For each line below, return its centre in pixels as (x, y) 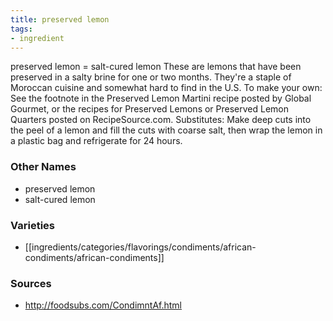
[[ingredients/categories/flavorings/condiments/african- (140, 247)
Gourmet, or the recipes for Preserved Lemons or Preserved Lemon (150, 109)
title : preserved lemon (60, 19)
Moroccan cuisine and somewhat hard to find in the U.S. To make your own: (166, 88)
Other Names (43, 167)
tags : (21, 29)
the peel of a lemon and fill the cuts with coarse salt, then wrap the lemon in (166, 130)
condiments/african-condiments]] (94, 257)
